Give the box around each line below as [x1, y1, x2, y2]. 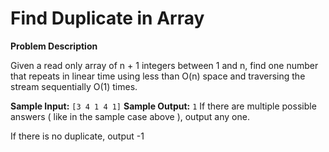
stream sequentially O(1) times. [10, 80, 138, 92]
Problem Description [10, 40, 98, 52]
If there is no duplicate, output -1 [10, 130, 145, 142]
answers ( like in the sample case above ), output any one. [10, 110, 250, 122]
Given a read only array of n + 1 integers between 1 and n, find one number [10, 59, 319, 71]
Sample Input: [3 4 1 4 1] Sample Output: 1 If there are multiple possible [10, 100, 317, 112]
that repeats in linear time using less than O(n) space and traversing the [10, 70, 306, 82]
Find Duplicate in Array [10, 7, 205, 30]
